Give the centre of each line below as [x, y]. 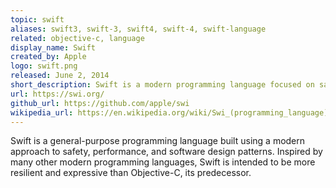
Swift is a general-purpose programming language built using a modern [158, 141]
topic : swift [37, 19]
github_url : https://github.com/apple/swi [100, 103]
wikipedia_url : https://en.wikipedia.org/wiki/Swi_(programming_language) [169, 112]
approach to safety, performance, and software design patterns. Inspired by [166, 152]
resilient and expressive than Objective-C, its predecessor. [131, 173]
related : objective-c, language [77, 38]
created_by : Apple [48, 57]
